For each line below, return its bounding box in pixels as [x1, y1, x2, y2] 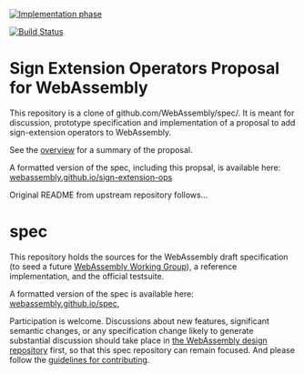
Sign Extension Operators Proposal [9, 58, 280, 79]
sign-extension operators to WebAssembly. [9, 126, 172, 137]
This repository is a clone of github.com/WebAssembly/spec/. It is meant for [9, 107, 295, 118]
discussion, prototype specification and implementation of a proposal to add [9, 116, 296, 127]
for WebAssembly [9, 77, 148, 98]
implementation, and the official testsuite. [9, 270, 165, 281]
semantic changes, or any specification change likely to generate [9, 325, 254, 336]
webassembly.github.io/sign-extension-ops [9, 171, 173, 182]
